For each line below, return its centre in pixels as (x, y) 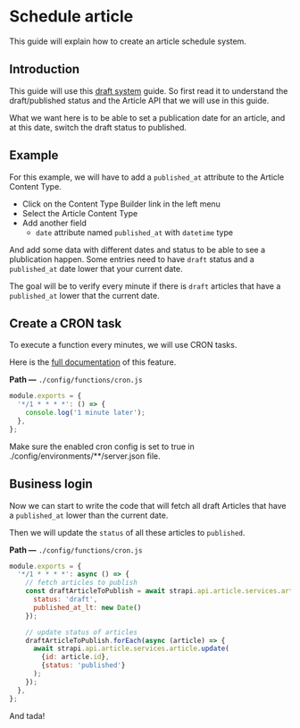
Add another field (54, 223)
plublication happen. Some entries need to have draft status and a (132, 259)
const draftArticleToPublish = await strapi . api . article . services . (153, 591)
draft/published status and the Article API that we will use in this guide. (139, 100)
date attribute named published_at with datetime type (134, 232)
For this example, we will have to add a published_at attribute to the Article (147, 177)
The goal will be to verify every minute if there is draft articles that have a (145, 286)
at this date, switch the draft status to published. (98, 127)
